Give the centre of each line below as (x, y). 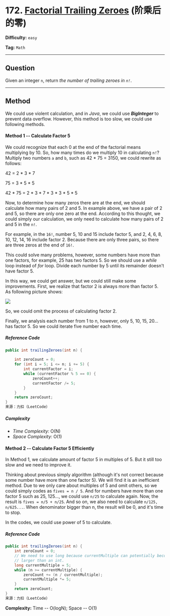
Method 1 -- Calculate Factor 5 (38, 136)
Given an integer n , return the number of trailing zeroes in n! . (69, 80)
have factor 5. (20, 271)
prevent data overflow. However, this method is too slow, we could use (79, 119)
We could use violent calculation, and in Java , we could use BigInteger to (82, 113)
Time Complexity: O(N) (36, 431)
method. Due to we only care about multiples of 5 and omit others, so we (81, 485)
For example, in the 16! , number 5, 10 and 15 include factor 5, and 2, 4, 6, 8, (84, 234)
